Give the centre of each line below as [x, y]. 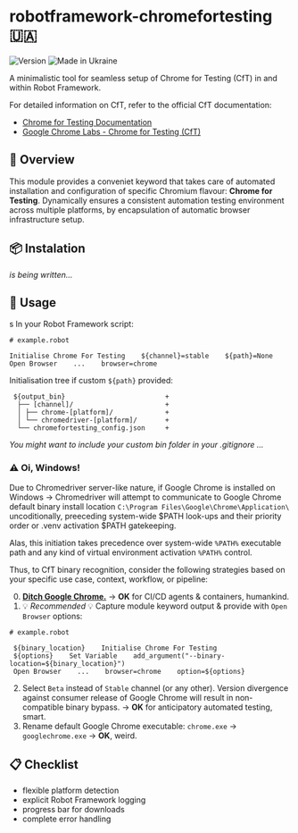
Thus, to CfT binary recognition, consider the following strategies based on [147, 569]
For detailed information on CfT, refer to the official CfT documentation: [141, 105]
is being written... [41, 274]
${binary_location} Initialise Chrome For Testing [115, 648]
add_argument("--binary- [179, 656]
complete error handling [66, 819]
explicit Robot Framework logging [84, 800]
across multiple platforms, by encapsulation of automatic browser [130, 210]
